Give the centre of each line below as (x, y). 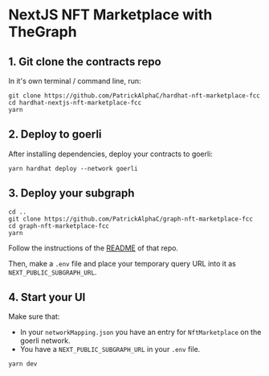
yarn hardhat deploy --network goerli (73, 168)
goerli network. (45, 341)
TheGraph (43, 32)
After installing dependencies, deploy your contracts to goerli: (110, 154)
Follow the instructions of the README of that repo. (94, 248)
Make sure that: (34, 316)
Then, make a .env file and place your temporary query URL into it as (122, 263)
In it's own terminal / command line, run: (75, 81)
